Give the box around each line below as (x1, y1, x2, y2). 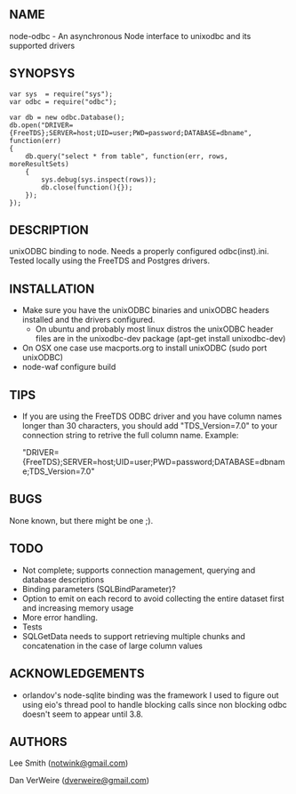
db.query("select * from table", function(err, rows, (25, 151, 228, 161)
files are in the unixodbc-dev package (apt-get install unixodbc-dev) (35, 333, 286, 344)
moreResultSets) (9, 159, 69, 168)
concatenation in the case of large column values (21, 640, 203, 651)
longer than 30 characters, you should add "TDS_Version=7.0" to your (21, 421, 278, 431)
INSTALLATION (9, 281, 95, 296)
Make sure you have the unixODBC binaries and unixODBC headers (21, 305, 269, 316)
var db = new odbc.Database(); (9, 113, 125, 122)
